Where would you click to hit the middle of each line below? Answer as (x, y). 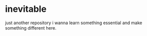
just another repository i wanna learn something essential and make (74, 23)
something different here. (31, 28)
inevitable (26, 9)
